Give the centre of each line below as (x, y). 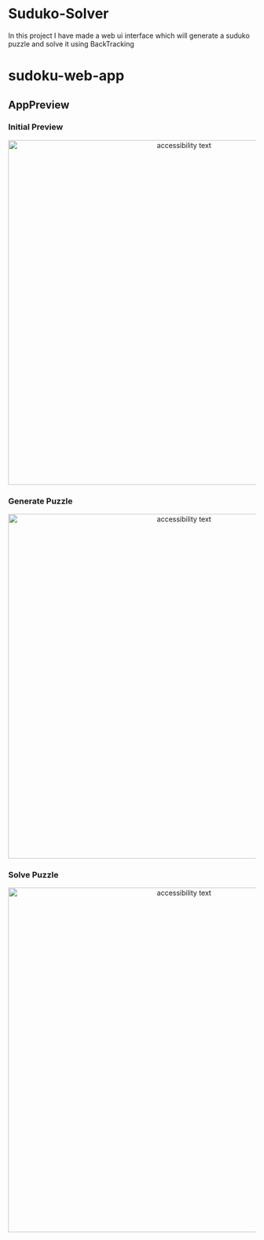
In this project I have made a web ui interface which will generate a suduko (129, 35)
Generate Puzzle (40, 501)
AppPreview (39, 104)
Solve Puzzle (33, 875)
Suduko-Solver (59, 14)
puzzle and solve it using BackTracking (71, 43)
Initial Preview (36, 127)
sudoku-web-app (66, 76)
